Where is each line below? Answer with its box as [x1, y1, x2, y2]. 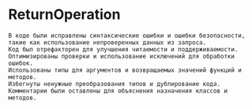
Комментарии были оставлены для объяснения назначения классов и [8, 87, 228, 95]
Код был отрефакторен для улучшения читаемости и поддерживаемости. [8, 45, 239, 53]
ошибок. [8, 59, 34, 67]
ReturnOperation [8, 6, 121, 24]
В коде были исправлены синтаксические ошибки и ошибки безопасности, [8, 32, 246, 39]
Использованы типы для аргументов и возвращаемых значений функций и [8, 66, 243, 74]
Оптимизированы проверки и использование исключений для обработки [8, 52, 235, 60]
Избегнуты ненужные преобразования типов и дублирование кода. [8, 80, 221, 88]
